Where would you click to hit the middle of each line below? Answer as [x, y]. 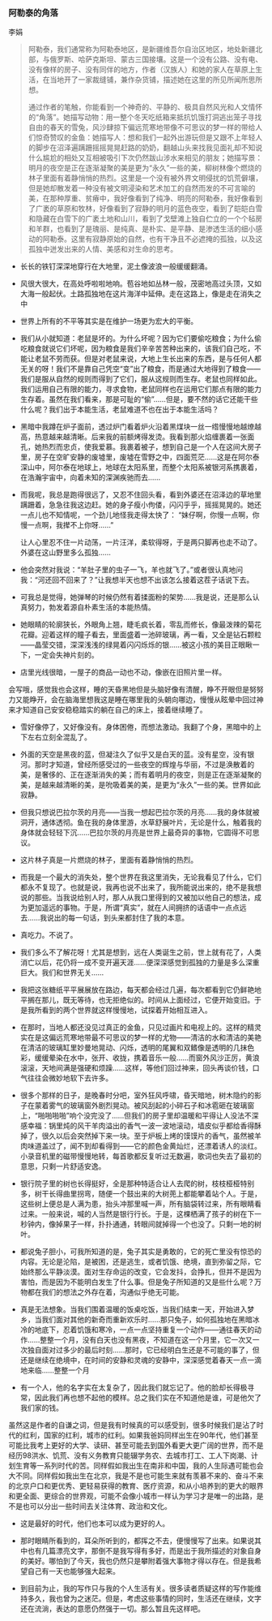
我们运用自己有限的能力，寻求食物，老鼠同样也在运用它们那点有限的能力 [140, 389]
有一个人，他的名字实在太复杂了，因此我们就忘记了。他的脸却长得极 [134, 1388]
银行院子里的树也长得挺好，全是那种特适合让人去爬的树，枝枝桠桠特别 [137, 1183]
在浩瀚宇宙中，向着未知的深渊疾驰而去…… [90, 477]
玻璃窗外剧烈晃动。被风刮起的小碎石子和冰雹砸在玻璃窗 [162, 1106]
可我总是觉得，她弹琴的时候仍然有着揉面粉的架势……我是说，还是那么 [136, 597]
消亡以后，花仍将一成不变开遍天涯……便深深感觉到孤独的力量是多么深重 [140, 963]
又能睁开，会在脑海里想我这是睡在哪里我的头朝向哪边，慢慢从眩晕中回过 [136, 700]
